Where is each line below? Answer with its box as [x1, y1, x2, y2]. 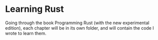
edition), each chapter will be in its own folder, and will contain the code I [5, 25, 154, 31]
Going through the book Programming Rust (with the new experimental [5, 20, 150, 26]
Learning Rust [5, 3, 64, 15]
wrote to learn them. [5, 30, 47, 36]
